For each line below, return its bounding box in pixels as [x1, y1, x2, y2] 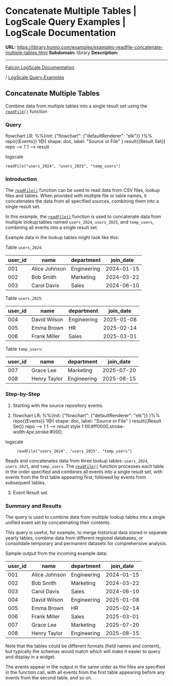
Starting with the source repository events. [12, 402, 104, 408]
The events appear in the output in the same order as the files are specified [5, 663, 165, 670]
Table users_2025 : [5, 295, 43, 301]
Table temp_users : [5, 346, 43, 352]
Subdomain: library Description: [48, 49, 118, 56]
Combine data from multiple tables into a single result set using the [5, 103, 148, 109]
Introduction [5, 175, 37, 183]
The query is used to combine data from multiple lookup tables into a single [5, 514, 166, 520]
